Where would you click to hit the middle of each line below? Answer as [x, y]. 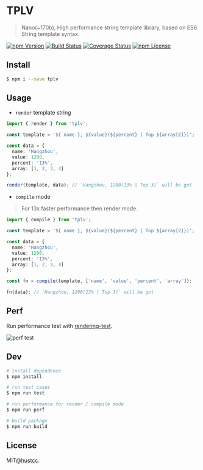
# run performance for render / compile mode [65, 404]
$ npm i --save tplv [33, 79]
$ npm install [24, 376]
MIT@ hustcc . [23, 460]
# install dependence [34, 371]
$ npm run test [26, 393]
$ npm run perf [26, 410]
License [22, 446]
